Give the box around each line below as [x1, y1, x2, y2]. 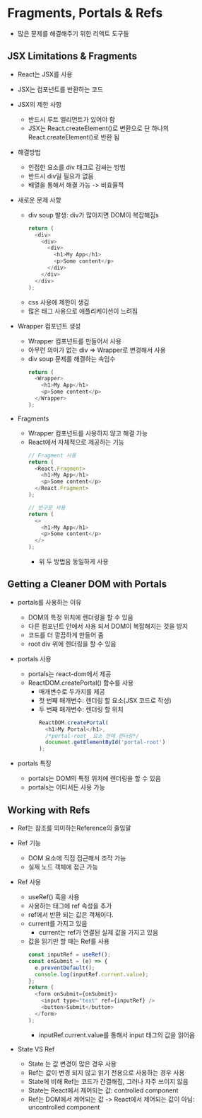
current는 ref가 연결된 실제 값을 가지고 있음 [38, 928, 159, 936]
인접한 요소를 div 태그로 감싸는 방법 [28, 163, 126, 171]
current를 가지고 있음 [28, 919, 88, 928]
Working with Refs [7, 804, 90, 816]
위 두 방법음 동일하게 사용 [38, 557, 109, 566]
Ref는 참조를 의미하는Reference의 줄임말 [17, 823, 131, 832]
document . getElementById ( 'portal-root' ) [44, 738, 166, 746]
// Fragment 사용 [28, 452, 76, 459]
